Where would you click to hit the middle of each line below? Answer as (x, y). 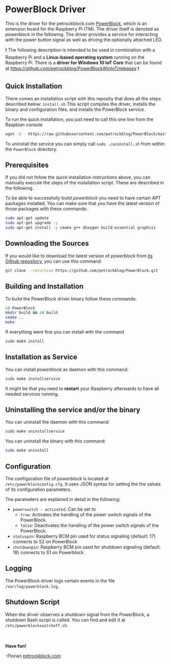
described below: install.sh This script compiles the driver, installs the (80, 104)
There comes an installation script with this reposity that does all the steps (83, 98)
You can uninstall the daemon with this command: (58, 422)
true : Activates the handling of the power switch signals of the (86, 515)
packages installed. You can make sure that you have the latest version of (82, 203)
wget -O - (16, 134)
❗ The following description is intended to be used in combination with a (80, 50)
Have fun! (16, 646)
